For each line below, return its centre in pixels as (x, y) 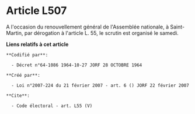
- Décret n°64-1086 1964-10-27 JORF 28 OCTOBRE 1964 (77, 65)
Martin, (15, 33)
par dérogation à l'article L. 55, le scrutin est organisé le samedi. (102, 33)
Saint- (177, 27)
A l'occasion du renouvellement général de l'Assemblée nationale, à (88, 27)
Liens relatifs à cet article (37, 44)
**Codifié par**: (27, 55)
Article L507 (36, 11)
